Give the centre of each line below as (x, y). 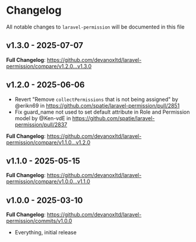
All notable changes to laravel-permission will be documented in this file (96, 27)
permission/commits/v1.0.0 (39, 221)
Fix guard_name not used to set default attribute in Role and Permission (102, 112)
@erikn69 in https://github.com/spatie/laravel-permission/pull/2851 (97, 105)
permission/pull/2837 (41, 124)
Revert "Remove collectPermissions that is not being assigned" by (96, 99)
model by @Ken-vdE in (43, 118)
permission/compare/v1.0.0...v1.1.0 (48, 181)
